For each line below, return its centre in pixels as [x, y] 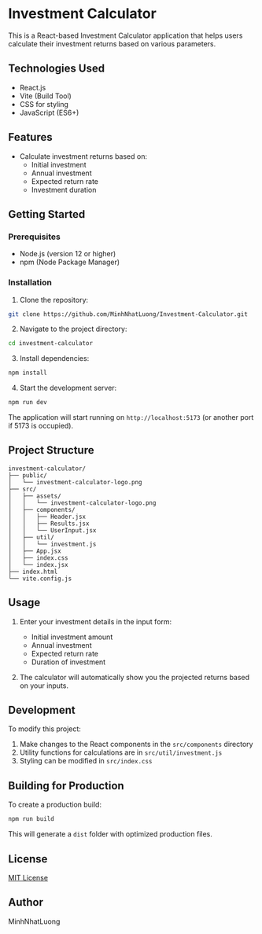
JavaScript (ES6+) [49, 112]
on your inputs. [44, 686]
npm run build [31, 819]
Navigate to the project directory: [73, 329]
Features [30, 137]
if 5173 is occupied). [41, 426]
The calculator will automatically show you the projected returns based [135, 677]
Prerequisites [34, 237]
